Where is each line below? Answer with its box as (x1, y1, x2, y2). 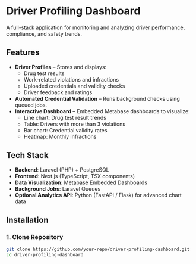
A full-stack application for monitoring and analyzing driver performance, (6, 24, 185, 31)
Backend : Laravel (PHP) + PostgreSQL (14, 166, 110, 173)
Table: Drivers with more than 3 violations (23, 120, 126, 128)
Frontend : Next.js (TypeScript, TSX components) (14, 172, 135, 179)
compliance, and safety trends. (6, 30, 82, 37)
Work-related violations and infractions (23, 76, 119, 83)
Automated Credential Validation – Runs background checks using (14, 95, 180, 102)
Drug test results (23, 70, 65, 77)
